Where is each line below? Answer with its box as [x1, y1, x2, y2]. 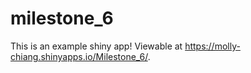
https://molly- [184, 40, 241, 52]
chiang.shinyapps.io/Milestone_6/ [10, 50, 148, 62]
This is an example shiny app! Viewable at [10, 40, 183, 52]
